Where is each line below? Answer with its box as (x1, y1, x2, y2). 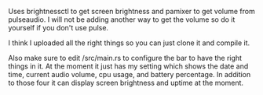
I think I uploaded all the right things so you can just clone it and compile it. (8, 38, 250, 47)
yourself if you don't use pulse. (8, 23, 108, 32)
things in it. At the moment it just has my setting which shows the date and (8, 62, 249, 71)
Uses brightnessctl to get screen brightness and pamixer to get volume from (8, 7, 255, 16)
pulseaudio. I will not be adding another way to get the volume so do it (8, 15, 236, 24)
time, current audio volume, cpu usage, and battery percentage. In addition (8, 70, 251, 79)
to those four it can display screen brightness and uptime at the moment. (8, 78, 244, 87)
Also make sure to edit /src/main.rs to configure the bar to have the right (8, 54, 242, 62)
